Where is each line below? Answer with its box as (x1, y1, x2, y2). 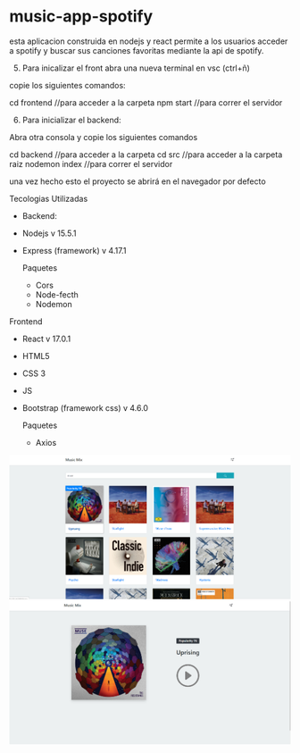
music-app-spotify (9, 6, 154, 27)
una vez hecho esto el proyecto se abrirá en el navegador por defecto (9, 176, 266, 187)
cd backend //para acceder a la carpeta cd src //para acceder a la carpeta (9, 149, 283, 160)
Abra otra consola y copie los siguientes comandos (9, 131, 198, 142)
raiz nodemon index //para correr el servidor (9, 158, 173, 169)
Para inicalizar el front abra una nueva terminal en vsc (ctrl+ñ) (21, 63, 250, 73)
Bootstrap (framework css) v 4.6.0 (21, 402, 149, 413)
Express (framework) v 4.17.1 (21, 245, 127, 255)
